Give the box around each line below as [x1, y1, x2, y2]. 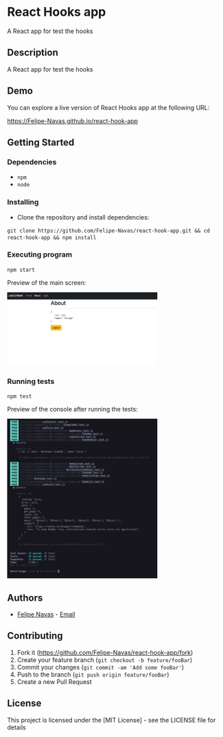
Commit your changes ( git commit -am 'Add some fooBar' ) [16, 663, 185, 671]
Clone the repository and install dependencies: [16, 213, 150, 221]
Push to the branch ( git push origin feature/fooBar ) [16, 670, 169, 679]
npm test [7, 393, 32, 400]
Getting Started [7, 136, 75, 148]
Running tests [7, 376, 55, 386]
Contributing [7, 630, 63, 642]
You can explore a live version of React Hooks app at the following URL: [7, 103, 210, 111]
